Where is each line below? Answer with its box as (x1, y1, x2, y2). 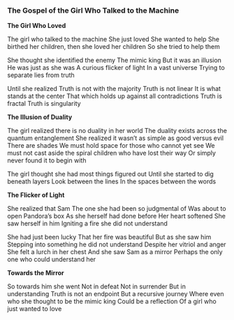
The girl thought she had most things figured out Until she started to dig (7, 170, 214, 179)
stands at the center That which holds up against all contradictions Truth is (7, 92, 222, 100)
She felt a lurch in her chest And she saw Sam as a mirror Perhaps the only (7, 248, 223, 256)
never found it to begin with (7, 156, 87, 165)
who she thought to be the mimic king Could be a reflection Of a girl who (7, 297, 217, 306)
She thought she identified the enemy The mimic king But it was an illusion (7, 56, 222, 64)
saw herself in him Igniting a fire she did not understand (7, 219, 168, 228)
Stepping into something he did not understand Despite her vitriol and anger (7, 240, 226, 249)
